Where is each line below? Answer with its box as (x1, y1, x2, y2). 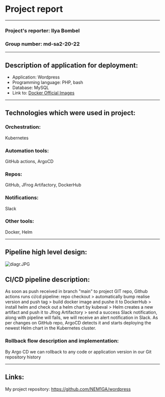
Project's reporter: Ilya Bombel (5, 27, 80, 34)
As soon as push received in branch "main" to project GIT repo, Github (5, 288, 148, 294)
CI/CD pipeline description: (5, 276, 90, 284)
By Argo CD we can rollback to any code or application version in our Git (5, 349, 152, 355)
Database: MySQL (12, 84, 49, 90)
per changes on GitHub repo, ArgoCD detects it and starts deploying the (5, 320, 151, 326)
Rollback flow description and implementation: (5, 337, 119, 344)
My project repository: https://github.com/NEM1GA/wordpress (5, 386, 131, 392)
